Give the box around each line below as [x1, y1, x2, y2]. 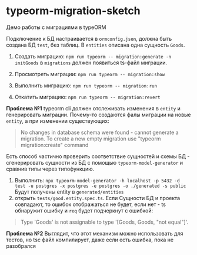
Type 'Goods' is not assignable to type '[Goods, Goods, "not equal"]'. [20, 218, 189, 225]
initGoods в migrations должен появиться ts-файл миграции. [14, 59, 168, 66]
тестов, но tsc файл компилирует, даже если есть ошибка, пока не [6, 236, 174, 243]
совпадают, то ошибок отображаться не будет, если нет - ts [14, 201, 166, 208]
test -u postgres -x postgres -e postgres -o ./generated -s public [14, 183, 186, 189]
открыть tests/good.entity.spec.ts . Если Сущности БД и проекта [14, 194, 181, 201]
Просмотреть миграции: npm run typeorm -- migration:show [14, 70, 165, 77]
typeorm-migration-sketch [6, 4, 141, 18]
